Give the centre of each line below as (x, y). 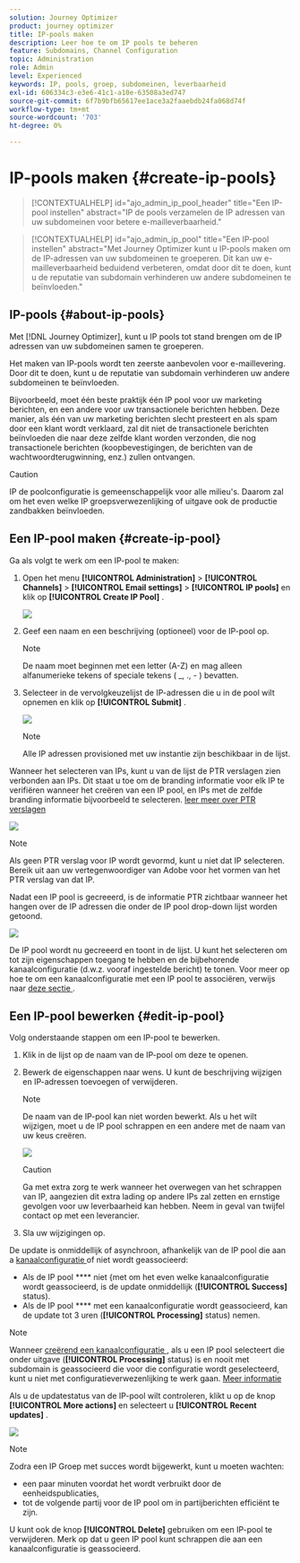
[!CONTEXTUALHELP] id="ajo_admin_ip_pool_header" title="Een (150, 202)
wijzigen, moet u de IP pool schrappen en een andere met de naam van (154, 1126)
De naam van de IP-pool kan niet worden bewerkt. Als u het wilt (139, 1117)
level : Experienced (46, 76)
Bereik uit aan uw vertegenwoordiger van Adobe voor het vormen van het (145, 870)
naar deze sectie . (43, 988)
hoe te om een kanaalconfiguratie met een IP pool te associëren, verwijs (142, 978)
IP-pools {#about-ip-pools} (87, 315)
